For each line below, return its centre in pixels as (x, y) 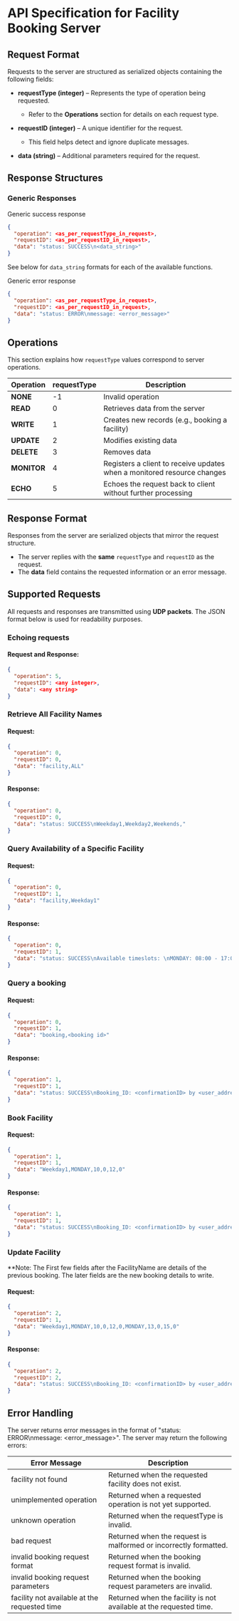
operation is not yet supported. (159, 1504)
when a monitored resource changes (164, 473)
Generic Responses (42, 199)
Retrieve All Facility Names (55, 714)
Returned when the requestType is (165, 1516)
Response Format (47, 518)
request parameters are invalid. (160, 1586)
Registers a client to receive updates (164, 464)
